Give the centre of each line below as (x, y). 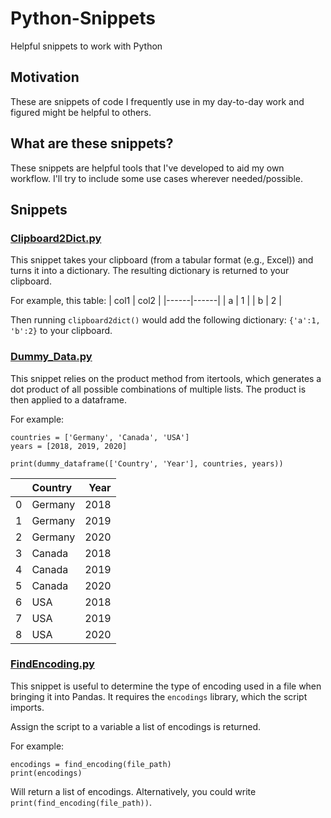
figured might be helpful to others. (81, 112)
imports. (27, 707)
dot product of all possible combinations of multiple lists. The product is (158, 389)
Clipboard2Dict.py (56, 238)
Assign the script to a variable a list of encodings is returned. (136, 726)
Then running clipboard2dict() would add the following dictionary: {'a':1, (165, 320)
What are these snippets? (92, 143)
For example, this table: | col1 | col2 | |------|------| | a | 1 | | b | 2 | (146, 301)
